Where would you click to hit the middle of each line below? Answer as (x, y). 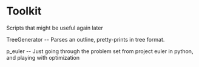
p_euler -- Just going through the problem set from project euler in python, (100, 51)
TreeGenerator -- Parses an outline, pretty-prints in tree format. (86, 39)
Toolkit (24, 11)
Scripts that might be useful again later (55, 28)
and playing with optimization (43, 57)
